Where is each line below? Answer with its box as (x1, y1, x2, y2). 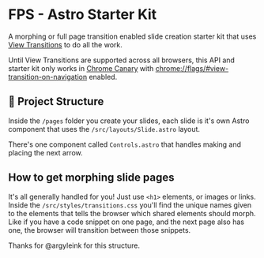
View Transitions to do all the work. (8, 39, 123, 49)
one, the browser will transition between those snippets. (8, 225, 191, 234)
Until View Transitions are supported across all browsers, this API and (8, 55, 236, 65)
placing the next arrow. (8, 148, 83, 157)
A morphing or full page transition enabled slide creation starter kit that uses (8, 32, 257, 41)
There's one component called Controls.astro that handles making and (8, 140, 242, 149)
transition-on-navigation (8, 72, 88, 81)
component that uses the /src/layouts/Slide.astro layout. (8, 124, 200, 133)
